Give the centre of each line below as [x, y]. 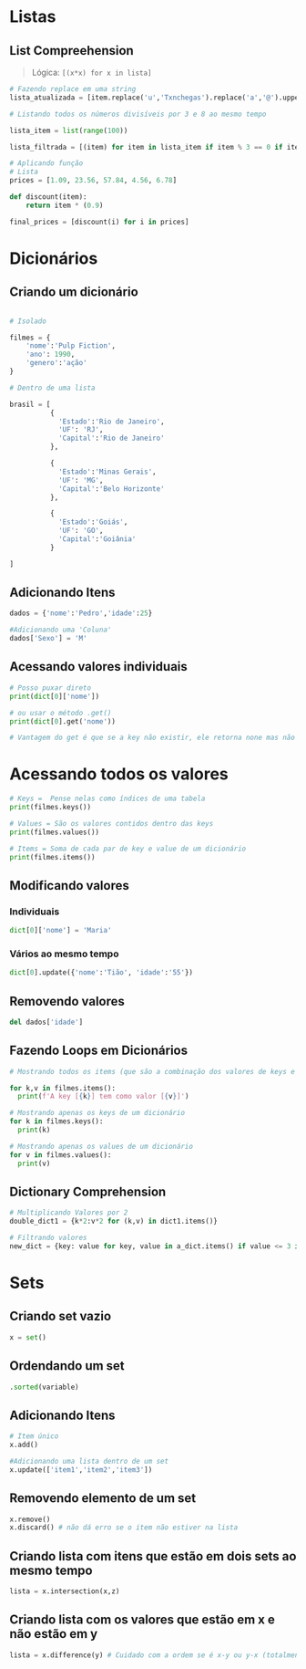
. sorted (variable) [44, 1387]
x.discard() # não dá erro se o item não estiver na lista [124, 1528]
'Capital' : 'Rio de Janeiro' [112, 438]
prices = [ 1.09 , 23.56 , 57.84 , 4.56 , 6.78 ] [93, 181]
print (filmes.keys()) [51, 808]
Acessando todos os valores [119, 774]
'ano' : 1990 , [51, 355]
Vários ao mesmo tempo [64, 954]
